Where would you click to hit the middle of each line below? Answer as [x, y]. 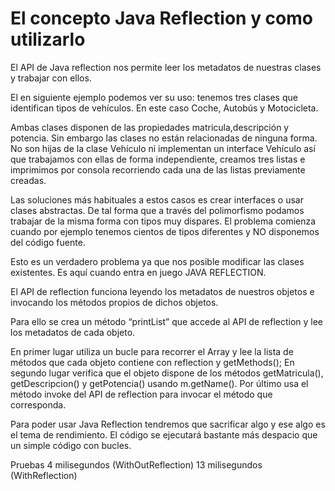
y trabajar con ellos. [51, 78]
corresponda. [38, 404]
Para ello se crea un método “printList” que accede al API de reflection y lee [167, 321]
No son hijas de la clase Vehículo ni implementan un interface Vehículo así [163, 148]
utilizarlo [48, 39]
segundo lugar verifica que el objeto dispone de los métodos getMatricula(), [167, 373]
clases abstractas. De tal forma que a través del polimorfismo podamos [157, 210]
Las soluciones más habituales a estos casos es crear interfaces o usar [157, 199]
